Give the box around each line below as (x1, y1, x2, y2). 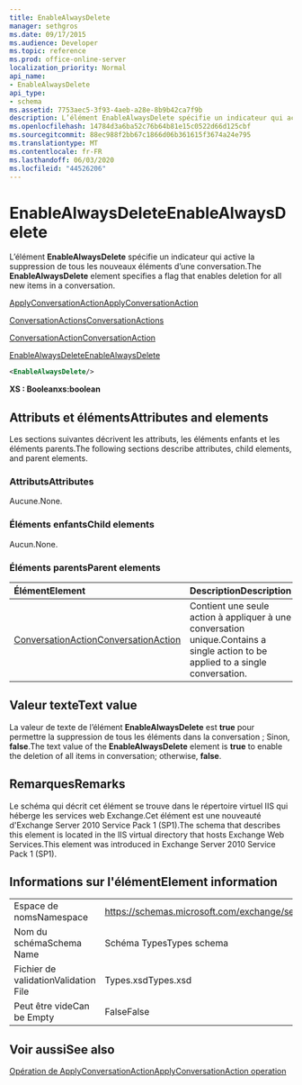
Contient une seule (189, 600, 270, 612)
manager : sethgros (9, 22, 78, 31)
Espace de (13, 900, 58, 912)
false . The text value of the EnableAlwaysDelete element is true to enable (9, 740, 283, 752)
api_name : (9, 72, 47, 81)
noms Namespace (13, 911, 88, 924)
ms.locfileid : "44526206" (9, 164, 106, 173)
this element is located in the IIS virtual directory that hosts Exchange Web (9, 829, 285, 840)
